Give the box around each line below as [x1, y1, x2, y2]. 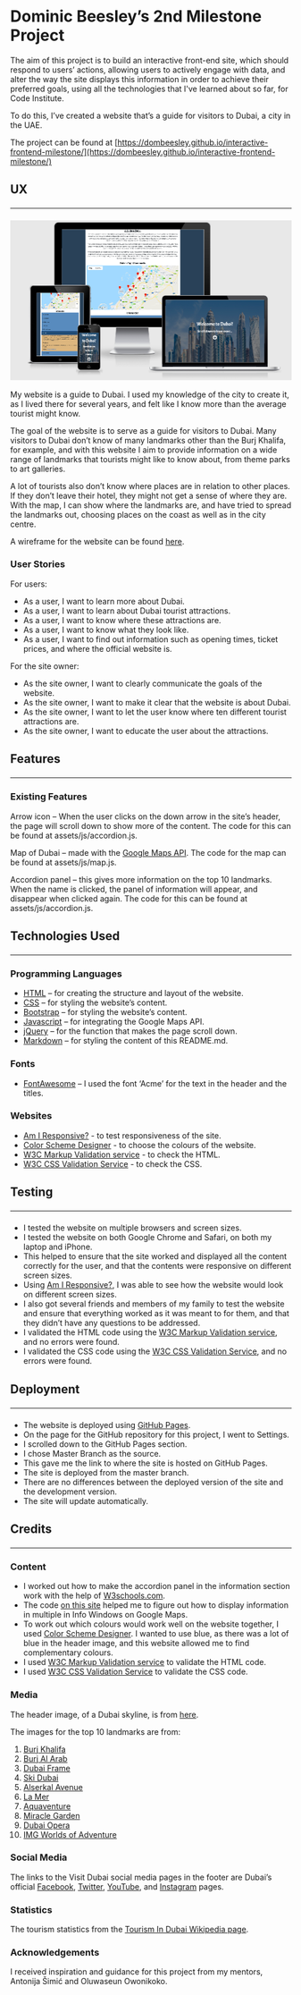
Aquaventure [22, 1800, 71, 1812]
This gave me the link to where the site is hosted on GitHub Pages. [22, 1458, 268, 1468]
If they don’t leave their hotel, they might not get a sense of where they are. [10, 490, 288, 501]
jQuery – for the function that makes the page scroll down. [22, 1026, 238, 1036]
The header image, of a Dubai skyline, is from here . [10, 1709, 199, 1720]
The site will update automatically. [22, 1495, 149, 1506]
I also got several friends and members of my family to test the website [22, 1298, 285, 1309]
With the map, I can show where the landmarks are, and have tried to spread [10, 499, 292, 511]
